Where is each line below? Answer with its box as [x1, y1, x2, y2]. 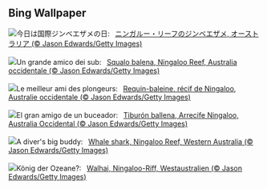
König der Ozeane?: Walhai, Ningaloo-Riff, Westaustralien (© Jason [16, 163, 243, 173]
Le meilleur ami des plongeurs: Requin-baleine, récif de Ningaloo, [16, 83, 237, 93]
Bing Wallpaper [8, 6, 87, 20]
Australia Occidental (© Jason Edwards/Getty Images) [8, 119, 188, 128]
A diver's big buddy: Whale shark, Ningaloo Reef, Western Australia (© [16, 136, 254, 147]
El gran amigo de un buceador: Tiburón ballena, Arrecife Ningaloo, [16, 110, 239, 119]
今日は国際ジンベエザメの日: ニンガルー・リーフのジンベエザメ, [16, 28, 230, 38]
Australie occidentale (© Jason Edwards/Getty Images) [8, 92, 191, 102]
